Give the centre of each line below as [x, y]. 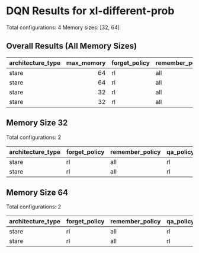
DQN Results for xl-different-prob [90, 11]
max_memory [86, 62]
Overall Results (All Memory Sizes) [72, 46]
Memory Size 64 [37, 192]
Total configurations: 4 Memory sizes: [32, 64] [63, 27]
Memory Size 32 [37, 123]
